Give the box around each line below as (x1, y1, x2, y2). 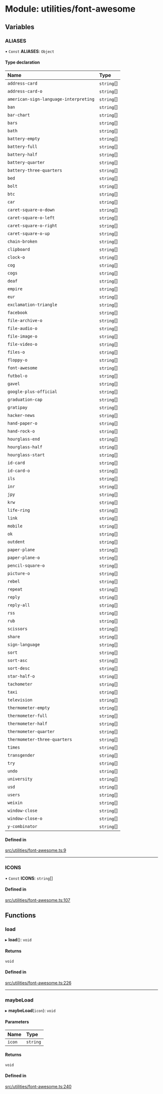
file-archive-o (7, 318, 43, 323)
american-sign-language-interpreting (7, 96, 95, 102)
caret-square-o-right (7, 223, 57, 229)
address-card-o (7, 89, 43, 94)
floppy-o (7, 358, 28, 363)
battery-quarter (7, 160, 45, 165)
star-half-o (7, 674, 35, 679)
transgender (7, 753, 35, 758)
